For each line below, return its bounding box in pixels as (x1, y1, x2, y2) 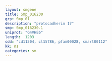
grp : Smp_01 (5, 16, 30, 21)
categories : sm (5, 48, 37, 53)
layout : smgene (5, 7, 37, 12)
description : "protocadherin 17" (5, 21, 74, 26)
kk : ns (5, 44, 19, 49)
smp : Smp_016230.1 (5, 26, 43, 30)
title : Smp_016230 (5, 12, 43, 17)
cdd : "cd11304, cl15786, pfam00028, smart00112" (5, 39, 108, 44)
